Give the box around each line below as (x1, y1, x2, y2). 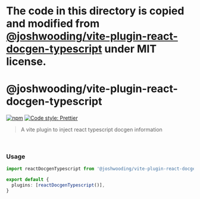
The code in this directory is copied (6, 4, 185, 18)
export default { (6, 177, 49, 183)
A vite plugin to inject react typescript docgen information (20, 126, 162, 133)
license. (6, 55, 46, 69)
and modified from (6, 17, 100, 30)
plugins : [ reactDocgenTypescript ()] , (11, 182, 105, 188)
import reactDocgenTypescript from (6, 166, 95, 172)
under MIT (104, 42, 157, 56)
